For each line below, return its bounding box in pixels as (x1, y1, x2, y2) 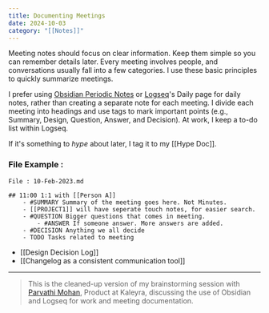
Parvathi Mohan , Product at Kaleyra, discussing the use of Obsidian (27, 287, 251, 297)
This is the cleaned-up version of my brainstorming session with (27, 279, 240, 288)
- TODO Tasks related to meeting (22, 233, 134, 241)
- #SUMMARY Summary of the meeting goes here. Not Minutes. (22, 198, 227, 207)
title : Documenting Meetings (8, 11, 106, 20)
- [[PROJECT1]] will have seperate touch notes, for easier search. (22, 205, 256, 213)
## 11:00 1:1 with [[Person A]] (8, 191, 116, 199)
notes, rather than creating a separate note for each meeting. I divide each (8, 98, 254, 108)
